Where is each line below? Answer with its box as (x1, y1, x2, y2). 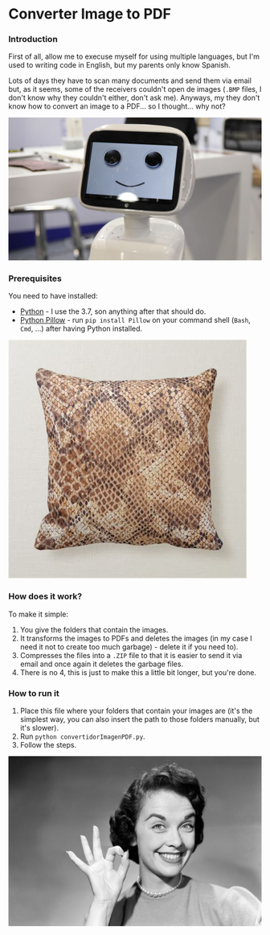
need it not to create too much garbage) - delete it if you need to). (19, 641, 239, 652)
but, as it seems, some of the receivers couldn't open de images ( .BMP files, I (8, 84, 262, 94)
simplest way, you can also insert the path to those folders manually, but (19, 714, 260, 724)
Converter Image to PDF (8, 5, 171, 23)
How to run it (8, 687, 59, 698)
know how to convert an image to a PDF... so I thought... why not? (8, 101, 227, 111)
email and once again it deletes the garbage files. (19, 659, 183, 669)
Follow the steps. (19, 739, 77, 749)
